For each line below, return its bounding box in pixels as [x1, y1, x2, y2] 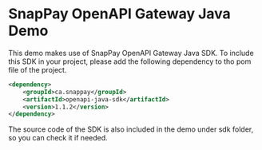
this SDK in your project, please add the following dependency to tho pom [8, 57, 252, 66]
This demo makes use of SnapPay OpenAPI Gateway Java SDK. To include [8, 48, 254, 57]
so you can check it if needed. [8, 133, 108, 143]
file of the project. [8, 65, 67, 74]
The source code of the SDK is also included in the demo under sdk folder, [8, 124, 254, 134]
